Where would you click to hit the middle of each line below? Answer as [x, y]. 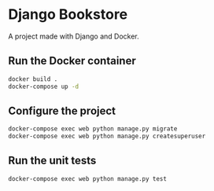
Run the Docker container [72, 61]
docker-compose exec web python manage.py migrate [93, 129]
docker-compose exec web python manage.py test [88, 178]
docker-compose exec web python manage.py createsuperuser [107, 136]
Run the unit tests [52, 161]
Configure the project [62, 110]
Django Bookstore [68, 15]
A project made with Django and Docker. [74, 36]
